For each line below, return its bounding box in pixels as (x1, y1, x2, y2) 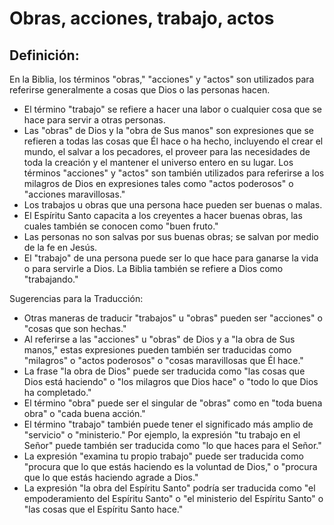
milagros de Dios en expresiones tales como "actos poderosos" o (23, 178, 294, 189)
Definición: (9, 47, 80, 64)
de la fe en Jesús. (23, 242, 98, 253)
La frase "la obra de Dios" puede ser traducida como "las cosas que (23, 365, 306, 377)
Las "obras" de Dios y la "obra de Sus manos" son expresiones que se (23, 125, 314, 136)
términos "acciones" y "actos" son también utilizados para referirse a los (23, 167, 325, 179)
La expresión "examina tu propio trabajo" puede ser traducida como (23, 450, 304, 462)
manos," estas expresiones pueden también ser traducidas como (23, 344, 292, 356)
